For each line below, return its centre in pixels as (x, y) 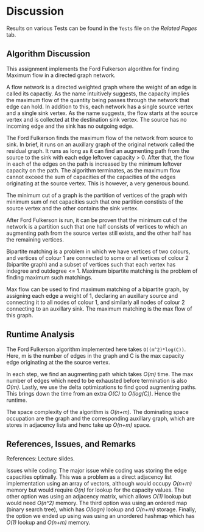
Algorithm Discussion (48, 54)
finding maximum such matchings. (49, 277)
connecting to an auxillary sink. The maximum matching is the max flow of (99, 308)
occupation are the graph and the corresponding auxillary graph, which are (100, 418)
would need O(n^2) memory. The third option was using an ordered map (97, 503)
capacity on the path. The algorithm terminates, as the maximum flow (93, 170)
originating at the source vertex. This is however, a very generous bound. (98, 183)
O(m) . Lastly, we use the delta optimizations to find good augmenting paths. (101, 387)
